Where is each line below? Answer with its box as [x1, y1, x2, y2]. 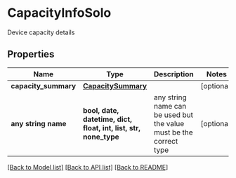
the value [153, 118, 185, 128]
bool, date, [83, 105, 119, 115]
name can [153, 101, 187, 111]
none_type [83, 132, 119, 142]
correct [153, 136, 178, 146]
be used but [153, 110, 193, 120]
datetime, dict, [83, 114, 132, 124]
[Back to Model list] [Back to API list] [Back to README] [7, 163, 169, 171]
